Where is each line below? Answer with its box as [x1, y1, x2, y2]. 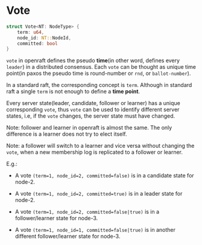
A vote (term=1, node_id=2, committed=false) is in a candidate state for [14, 172, 194, 179]
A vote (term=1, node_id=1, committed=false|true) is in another [14, 226, 176, 234]
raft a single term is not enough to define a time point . [6, 88, 140, 95]
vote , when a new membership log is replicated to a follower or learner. [6, 148, 183, 156]
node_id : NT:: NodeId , [17, 34, 71, 41]
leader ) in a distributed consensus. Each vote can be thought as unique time [6, 63, 196, 71]
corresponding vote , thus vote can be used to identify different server [6, 106, 180, 113]
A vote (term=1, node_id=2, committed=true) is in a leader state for [14, 190, 183, 197]
